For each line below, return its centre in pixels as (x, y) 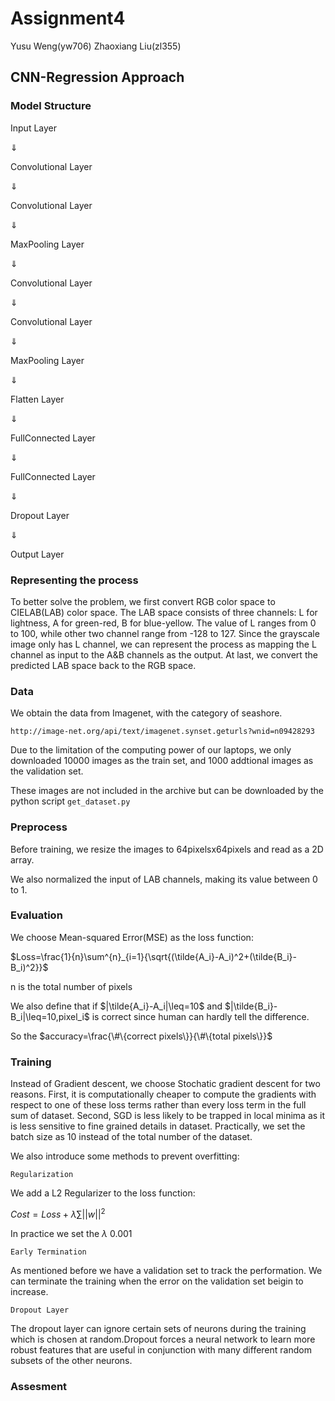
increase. (29, 1291)
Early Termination (48, 1252)
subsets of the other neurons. (71, 1360)
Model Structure (51, 106)
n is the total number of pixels (71, 986)
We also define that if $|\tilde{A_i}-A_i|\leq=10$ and (116, 1006)
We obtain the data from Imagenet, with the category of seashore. (146, 713)
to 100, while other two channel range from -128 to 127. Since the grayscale (165, 633)
